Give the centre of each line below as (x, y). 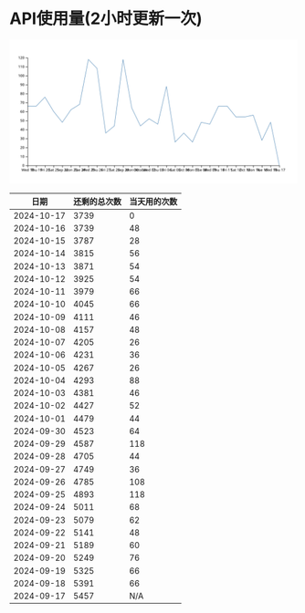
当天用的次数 (153, 202)
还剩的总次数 (97, 202)
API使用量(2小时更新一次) (106, 19)
